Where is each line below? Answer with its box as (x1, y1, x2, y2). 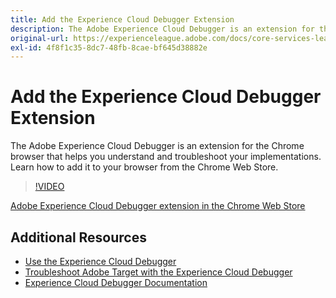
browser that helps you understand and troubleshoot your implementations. (10, 151, 322, 163)
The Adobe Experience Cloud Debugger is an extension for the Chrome (10, 140, 305, 152)
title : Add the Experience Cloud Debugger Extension (10, 14, 235, 25)
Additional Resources (10, 229, 147, 246)
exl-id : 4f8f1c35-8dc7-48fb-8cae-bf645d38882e (10, 42, 208, 53)
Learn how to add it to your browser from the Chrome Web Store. (10, 161, 279, 173)
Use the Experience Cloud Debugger (24, 256, 177, 267)
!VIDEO (34, 181, 65, 193)
